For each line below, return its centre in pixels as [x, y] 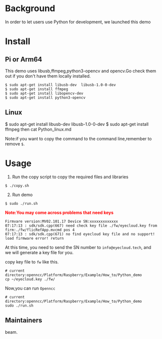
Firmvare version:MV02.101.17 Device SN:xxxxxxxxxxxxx [62, 221]
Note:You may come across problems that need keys [59, 212]
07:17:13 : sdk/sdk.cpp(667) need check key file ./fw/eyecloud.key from [81, 226]
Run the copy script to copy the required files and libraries [70, 177]
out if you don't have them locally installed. [48, 76]
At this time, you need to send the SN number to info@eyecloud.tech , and [78, 247]
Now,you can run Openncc [30, 288]
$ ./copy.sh [17, 185]
